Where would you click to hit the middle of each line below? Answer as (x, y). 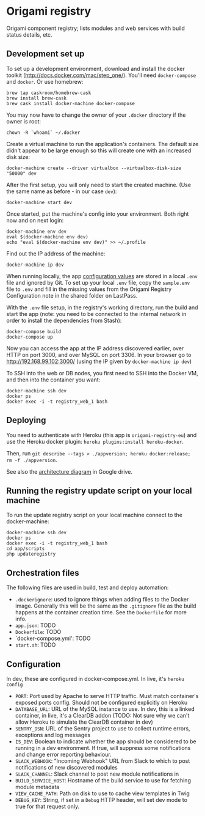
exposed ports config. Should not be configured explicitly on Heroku (101, 702)
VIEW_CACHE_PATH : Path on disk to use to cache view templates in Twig (103, 793)
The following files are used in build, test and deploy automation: (88, 587)
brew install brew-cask (37, 98)
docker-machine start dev (39, 202)
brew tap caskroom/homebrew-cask (49, 93)
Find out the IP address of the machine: (56, 253)
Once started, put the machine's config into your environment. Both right (98, 214)
